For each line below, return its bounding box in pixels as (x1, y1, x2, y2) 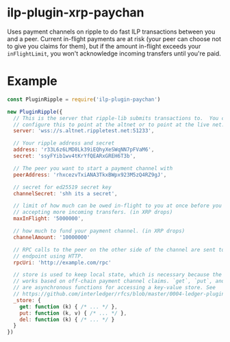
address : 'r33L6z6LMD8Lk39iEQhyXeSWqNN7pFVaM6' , (13, 146, 155, 154)
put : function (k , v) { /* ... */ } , (19, 310, 127, 317)
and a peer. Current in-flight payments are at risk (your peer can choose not (7, 34, 221, 42)
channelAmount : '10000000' (13, 234, 90, 241)
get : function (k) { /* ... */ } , (19, 303, 118, 310)
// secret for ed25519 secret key (13, 184, 112, 191)
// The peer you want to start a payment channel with (13, 164, 173, 172)
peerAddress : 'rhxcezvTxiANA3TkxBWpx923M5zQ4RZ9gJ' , (13, 171, 167, 178)
